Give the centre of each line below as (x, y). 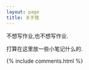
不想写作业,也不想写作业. (37, 36)
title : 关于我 (23, 18)
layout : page (23, 12)
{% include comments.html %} (45, 61)
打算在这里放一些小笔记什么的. (45, 49)
